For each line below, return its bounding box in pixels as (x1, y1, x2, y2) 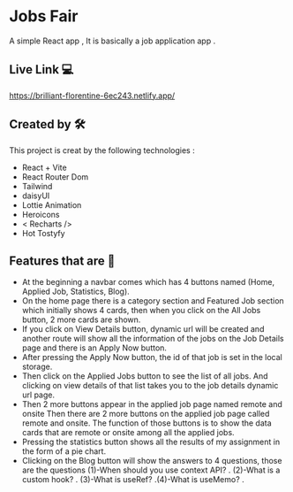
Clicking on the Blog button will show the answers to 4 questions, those (21, 456, 282, 466)
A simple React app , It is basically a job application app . (9, 35, 216, 46)
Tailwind (21, 181, 53, 191)
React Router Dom (21, 171, 89, 182)
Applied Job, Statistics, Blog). (21, 286, 130, 297)
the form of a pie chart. (21, 446, 107, 457)
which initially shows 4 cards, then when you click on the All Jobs (21, 305, 261, 316)
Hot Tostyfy (21, 227, 65, 238)
